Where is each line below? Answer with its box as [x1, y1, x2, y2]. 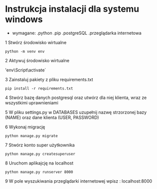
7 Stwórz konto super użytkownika [5, 142, 75, 148]
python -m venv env [5, 49, 45, 54]
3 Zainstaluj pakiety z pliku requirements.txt [5, 76, 93, 82]
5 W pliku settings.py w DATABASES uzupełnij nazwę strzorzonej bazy [5, 109, 147, 115]
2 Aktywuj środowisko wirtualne [5, 57, 69, 63]
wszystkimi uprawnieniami [5, 99, 59, 106]
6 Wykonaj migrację [5, 124, 45, 130]
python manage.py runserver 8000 [5, 169, 73, 174]
